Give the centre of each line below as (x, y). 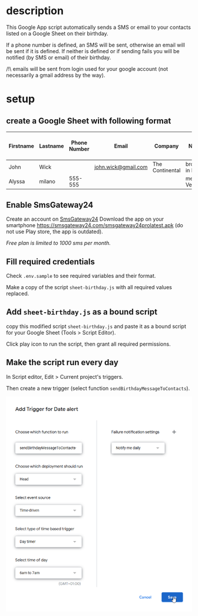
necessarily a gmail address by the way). (56, 75)
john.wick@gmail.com (121, 167)
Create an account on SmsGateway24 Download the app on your (85, 219)
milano (47, 182)
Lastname (52, 146)
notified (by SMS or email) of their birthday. (59, 57)
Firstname (21, 146)
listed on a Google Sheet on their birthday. (57, 33)
